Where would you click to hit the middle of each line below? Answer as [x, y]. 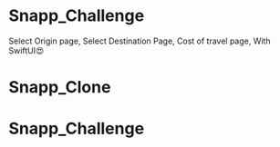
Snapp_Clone [60, 88]
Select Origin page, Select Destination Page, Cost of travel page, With [140, 41]
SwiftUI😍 [26, 50]
